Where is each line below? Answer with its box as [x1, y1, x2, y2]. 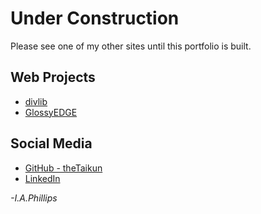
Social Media [10, 135, 93, 152]
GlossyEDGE [24, 106, 78, 118]
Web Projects [10, 69, 96, 86]
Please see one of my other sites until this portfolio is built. [10, 40, 252, 52]
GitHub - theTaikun [24, 162, 103, 174]
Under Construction [10, 7, 180, 30]
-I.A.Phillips [10, 192, 58, 204]
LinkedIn [24, 172, 61, 184]
